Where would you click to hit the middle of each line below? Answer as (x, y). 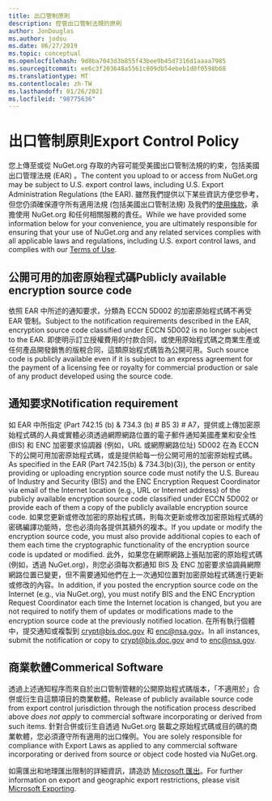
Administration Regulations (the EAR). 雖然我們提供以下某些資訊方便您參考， (136, 195)
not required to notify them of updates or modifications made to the (121, 611)
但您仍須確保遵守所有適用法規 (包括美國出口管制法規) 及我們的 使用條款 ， (130, 204)
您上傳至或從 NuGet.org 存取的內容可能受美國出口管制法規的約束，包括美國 (134, 165)
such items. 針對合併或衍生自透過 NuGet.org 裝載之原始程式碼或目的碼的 (130, 726)
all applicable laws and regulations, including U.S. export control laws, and (132, 241)
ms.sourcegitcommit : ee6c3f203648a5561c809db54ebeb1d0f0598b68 (117, 69)
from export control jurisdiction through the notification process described (132, 708)
